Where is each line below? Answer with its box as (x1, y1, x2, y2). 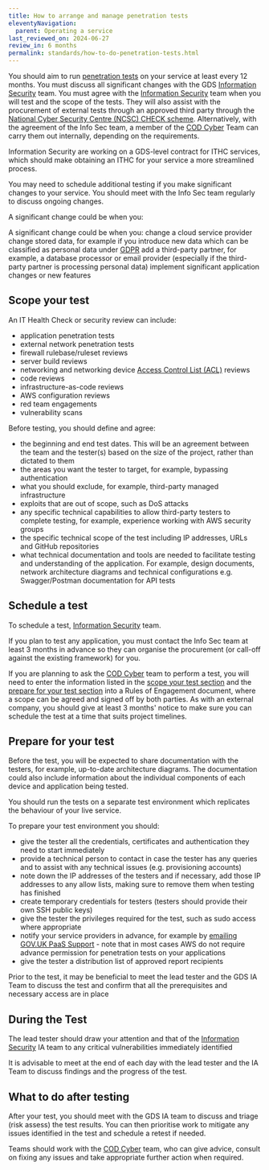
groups (19, 524, 44, 534)
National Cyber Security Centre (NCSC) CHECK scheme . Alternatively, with (8, 114, 257, 123)
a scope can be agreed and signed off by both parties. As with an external (8, 694, 255, 704)
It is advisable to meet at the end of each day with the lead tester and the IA (8, 1058, 259, 1068)
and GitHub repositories (19, 541, 100, 551)
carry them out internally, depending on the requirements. (8, 131, 200, 141)
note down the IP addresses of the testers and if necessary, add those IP (19, 871, 261, 881)
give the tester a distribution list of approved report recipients (19, 957, 223, 966)
